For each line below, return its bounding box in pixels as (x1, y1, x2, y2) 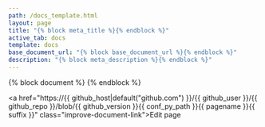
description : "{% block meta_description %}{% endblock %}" (8, 56, 213, 64)
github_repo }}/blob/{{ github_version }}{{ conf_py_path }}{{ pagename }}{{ (8, 101, 255, 111)
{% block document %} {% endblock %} (8, 77, 142, 87)
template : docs (8, 41, 59, 49)
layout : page (8, 19, 52, 27)
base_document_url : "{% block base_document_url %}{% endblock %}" (8, 48, 238, 56)
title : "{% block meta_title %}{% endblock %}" (8, 26, 170, 34)
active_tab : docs (8, 33, 66, 42)
